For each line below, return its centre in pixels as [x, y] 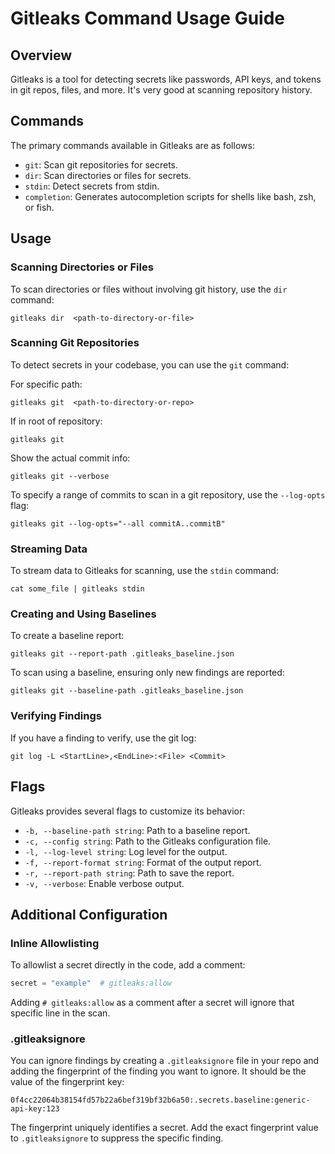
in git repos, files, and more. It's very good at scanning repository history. [161, 90]
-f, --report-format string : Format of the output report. [143, 862]
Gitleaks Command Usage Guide [148, 18]
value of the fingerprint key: [67, 1082]
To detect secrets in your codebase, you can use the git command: [150, 364]
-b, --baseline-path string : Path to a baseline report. [137, 830]
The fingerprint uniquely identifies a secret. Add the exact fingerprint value [164, 1128]
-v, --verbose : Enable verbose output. [104, 883]
